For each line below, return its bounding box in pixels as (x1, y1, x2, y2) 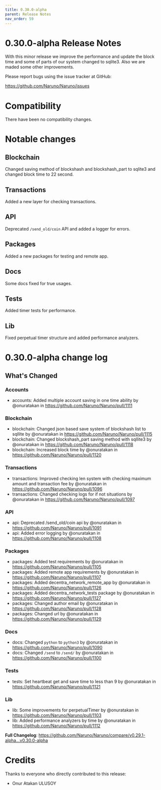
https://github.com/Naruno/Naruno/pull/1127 (12, 595, 101, 601)
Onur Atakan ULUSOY (12, 781, 57, 787)
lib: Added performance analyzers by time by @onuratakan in (12, 717, 136, 724)
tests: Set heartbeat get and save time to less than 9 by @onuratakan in (12, 678, 156, 685)
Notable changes (5, 133, 76, 145)
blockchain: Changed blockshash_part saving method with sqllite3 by (12, 436, 152, 442)
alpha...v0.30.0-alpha (5, 737, 48, 743)
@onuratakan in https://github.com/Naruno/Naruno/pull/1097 (12, 496, 135, 502)
